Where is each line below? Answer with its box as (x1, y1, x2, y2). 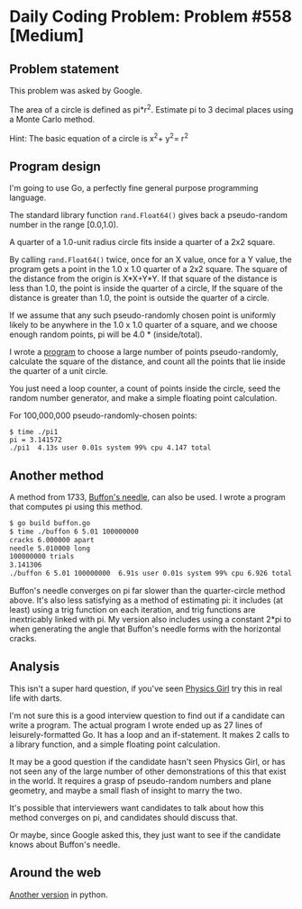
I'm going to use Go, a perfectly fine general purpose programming (9, 183, 259, 194)
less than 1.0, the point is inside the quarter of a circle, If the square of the (9, 283, 283, 294)
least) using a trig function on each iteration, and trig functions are (9, 604, 256, 615)
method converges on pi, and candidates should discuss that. (9, 812, 239, 823)
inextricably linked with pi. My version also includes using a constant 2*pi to (9, 614, 291, 625)
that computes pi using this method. (9, 501, 143, 512)
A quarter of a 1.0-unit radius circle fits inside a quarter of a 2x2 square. (9, 237, 276, 248)
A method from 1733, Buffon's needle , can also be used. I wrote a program (9, 491, 286, 502)
